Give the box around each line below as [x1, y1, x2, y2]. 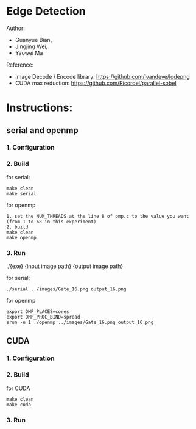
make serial [6, 190, 37, 196]
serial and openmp [6, 125, 79, 135]
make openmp [6, 234, 37, 240]
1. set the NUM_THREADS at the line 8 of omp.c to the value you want [6, 213, 189, 219]
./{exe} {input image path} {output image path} [6, 262, 124, 270]
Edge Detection [6, 4, 86, 18]
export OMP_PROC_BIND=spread [6, 314, 80, 320]
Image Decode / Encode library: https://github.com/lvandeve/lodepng [15, 73, 190, 80]
